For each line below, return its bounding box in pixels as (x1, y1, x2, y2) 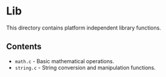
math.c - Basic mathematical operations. (14, 57, 114, 64)
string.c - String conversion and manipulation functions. (14, 64, 156, 71)
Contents (6, 42, 42, 52)
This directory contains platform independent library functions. (6, 24, 161, 31)
